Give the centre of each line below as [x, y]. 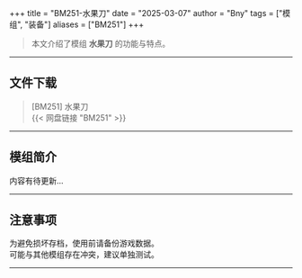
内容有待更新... [37, 180]
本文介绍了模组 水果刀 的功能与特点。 [101, 44]
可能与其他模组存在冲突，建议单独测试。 [84, 255]
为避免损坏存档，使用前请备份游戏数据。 [84, 243]
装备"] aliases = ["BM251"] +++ [86, 24]
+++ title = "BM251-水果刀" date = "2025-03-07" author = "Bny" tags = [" [146, 13]
